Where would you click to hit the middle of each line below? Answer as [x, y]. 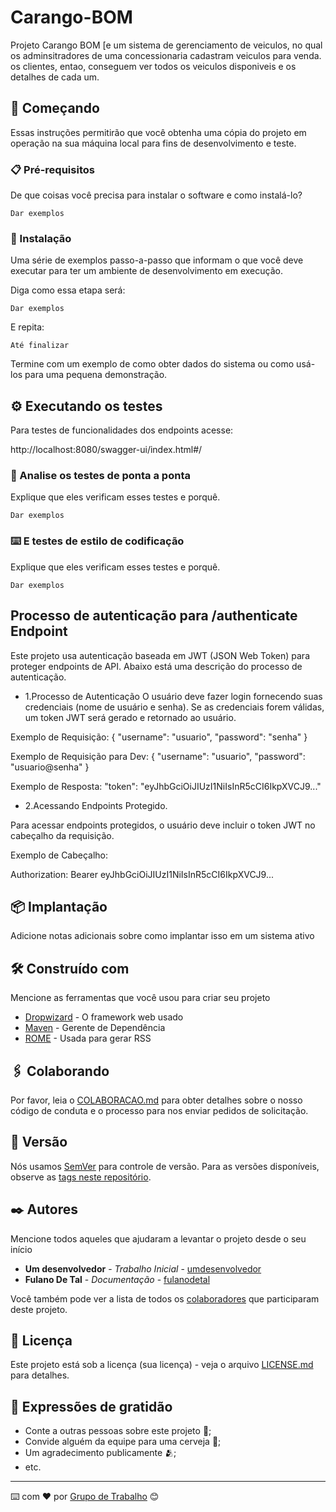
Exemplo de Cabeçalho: [59, 855]
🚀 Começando [55, 108]
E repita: [27, 327]
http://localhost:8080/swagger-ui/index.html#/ [106, 450]
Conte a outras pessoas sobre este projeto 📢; [118, 1431]
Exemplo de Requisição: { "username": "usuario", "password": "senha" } [159, 737]
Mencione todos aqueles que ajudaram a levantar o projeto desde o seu [158, 1238]
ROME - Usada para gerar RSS [88, 1038]
